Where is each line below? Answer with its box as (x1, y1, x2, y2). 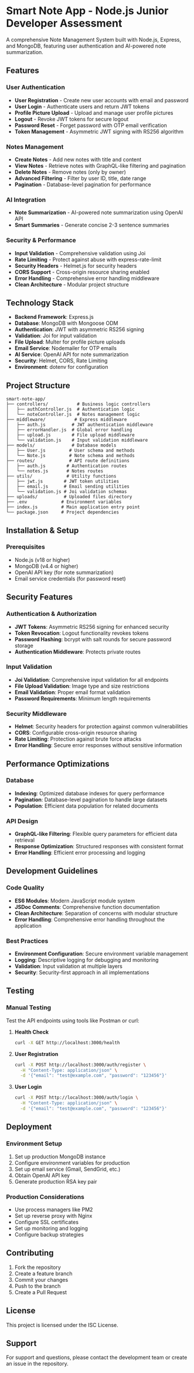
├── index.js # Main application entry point (6, 504, 141, 510)
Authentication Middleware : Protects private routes (14, 648, 141, 655)
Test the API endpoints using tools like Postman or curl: (6, 1017, 139, 1024)
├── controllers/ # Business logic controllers (6, 401, 151, 407)
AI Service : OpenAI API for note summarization (14, 351, 129, 358)
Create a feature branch (14, 1269, 73, 1277)
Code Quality (6, 884, 45, 892)
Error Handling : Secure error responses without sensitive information (14, 742, 183, 749)
